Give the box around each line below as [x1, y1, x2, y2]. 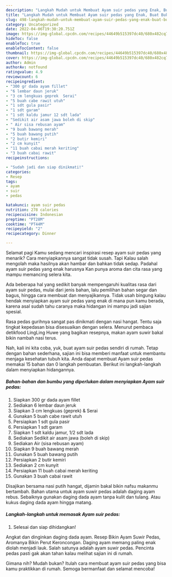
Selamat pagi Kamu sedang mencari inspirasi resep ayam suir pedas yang [6, 250, 161, 255]
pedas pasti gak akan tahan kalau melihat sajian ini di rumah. [6, 550, 133, 556]
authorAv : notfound [6, 65, 47, 70]
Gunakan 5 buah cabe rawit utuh [13, 413, 82, 419]
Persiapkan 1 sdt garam [13, 424, 63, 430]
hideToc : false [6, 36, 38, 42]
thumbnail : [6, 50, 29, 55]
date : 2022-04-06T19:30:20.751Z [6, 27, 75, 32]
